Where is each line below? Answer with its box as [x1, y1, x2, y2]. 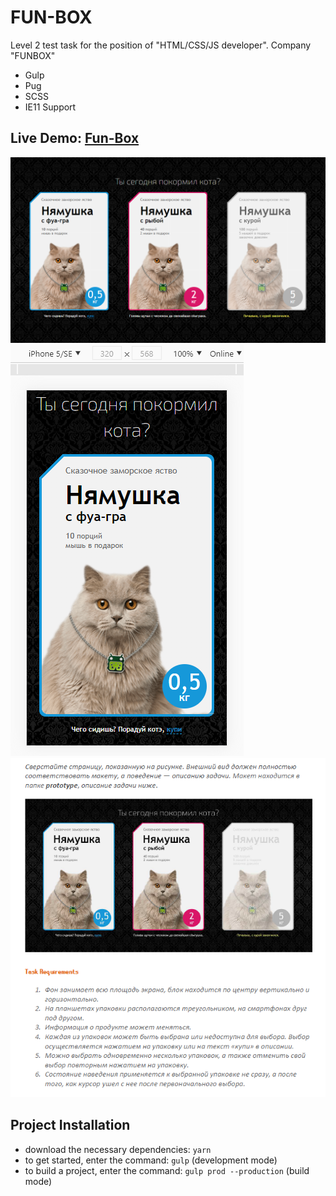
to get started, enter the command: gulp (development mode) [24, 1154, 278, 1166]
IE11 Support [24, 101, 77, 113]
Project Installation [10, 1117, 131, 1134]
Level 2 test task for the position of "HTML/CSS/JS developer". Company [10, 39, 312, 51]
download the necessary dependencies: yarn [24, 1143, 212, 1155]
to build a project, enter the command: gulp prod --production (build [24, 1164, 310, 1176]
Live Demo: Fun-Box [10, 130, 140, 147]
